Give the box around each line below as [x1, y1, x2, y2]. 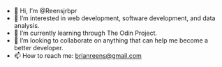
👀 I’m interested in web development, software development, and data [13, 14, 216, 22]
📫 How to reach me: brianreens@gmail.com [13, 52, 142, 59]
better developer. [13, 44, 64, 52]
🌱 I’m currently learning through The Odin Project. [13, 29, 158, 37]
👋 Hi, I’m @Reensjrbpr [13, 7, 77, 15]
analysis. [13, 22, 40, 29]
